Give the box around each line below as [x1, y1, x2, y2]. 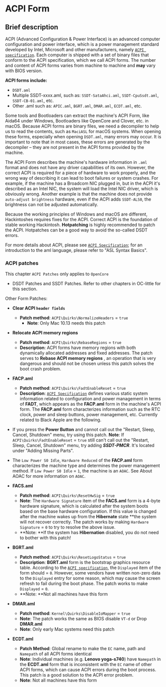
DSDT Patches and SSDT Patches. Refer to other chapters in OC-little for [12, 281, 161, 287]
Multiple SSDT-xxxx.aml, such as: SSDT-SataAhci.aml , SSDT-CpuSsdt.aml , [12, 93, 159, 98]
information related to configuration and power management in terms [19, 396, 161, 402]
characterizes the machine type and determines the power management [12, 462, 160, 468]
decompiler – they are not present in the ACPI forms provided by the [5, 144, 145, 150]
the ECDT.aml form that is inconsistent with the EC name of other [19, 662, 152, 668]
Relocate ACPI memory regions [12, 330, 78, 336]
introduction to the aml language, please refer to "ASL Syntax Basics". [5, 247, 148, 253]
